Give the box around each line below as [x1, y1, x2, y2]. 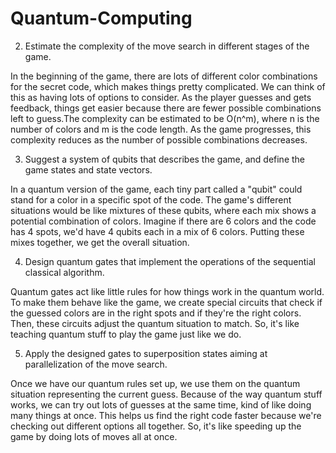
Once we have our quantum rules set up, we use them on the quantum [10, 377, 301, 389]
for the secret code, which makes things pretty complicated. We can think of [10, 80, 326, 92]
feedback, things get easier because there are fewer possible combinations [10, 102, 322, 114]
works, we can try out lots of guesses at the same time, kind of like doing [10, 398, 312, 411]
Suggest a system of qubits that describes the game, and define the [24, 153, 306, 165]
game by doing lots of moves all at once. [10, 430, 178, 442]
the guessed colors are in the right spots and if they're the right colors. [10, 307, 302, 319]
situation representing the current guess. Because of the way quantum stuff [10, 388, 323, 400]
